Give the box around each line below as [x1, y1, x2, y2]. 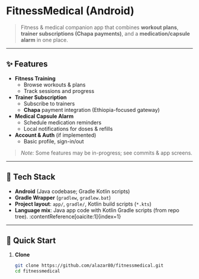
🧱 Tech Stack [6, 172, 56, 182]
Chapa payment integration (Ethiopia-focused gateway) [23, 106, 160, 113]
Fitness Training [14, 75, 56, 82]
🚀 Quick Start [6, 235, 56, 245]
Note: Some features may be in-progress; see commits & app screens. [20, 149, 192, 156]
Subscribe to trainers [23, 100, 75, 107]
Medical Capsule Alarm [14, 113, 74, 120]
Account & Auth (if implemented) [14, 132, 97, 139]
